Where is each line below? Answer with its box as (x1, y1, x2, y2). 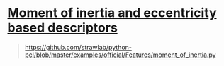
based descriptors (7, 20, 118, 36)
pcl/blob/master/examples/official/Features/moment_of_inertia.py (24, 51, 216, 59)
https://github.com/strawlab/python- (24, 43, 133, 51)
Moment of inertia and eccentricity (7, 5, 217, 21)
